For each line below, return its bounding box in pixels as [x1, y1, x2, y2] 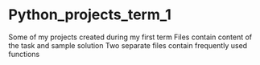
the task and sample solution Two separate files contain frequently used [8, 40, 248, 50]
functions [8, 49, 40, 59]
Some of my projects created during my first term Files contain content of [8, 32, 253, 42]
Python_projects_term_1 [8, 6, 171, 24]
